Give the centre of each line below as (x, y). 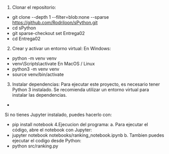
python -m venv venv (34, 58)
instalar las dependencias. (39, 95)
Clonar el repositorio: (34, 7)
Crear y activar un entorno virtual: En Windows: (61, 48)
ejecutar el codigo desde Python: (47, 141)
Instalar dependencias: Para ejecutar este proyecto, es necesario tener (86, 84)
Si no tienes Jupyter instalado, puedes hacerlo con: (58, 114)
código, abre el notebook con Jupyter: (52, 130)
